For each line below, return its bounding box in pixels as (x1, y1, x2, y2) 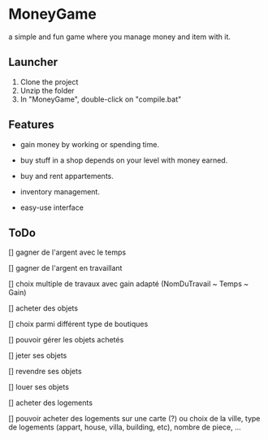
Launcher (8, 55, 58, 69)
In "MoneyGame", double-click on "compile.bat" (19, 94, 182, 104)
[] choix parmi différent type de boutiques (8, 319, 149, 329)
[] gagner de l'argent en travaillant (8, 264, 123, 273)
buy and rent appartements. (19, 171, 114, 181)
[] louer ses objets (8, 382, 69, 392)
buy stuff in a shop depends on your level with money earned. (19, 155, 228, 165)
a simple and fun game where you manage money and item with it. (8, 32, 231, 41)
